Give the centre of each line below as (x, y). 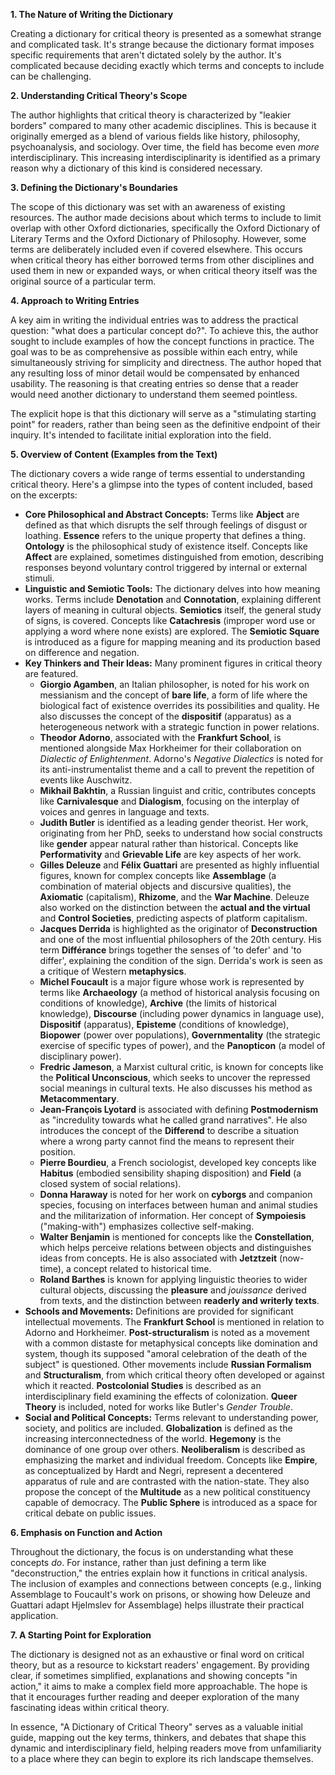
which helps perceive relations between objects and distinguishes (175, 1247)
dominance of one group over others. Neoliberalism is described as (165, 1449)
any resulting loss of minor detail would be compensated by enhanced (155, 373)
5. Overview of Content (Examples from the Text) (114, 454)
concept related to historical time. (142, 1268)
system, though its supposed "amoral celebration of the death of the (166, 1353)
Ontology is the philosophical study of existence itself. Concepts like (166, 546)
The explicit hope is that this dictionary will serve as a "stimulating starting (163, 413)
